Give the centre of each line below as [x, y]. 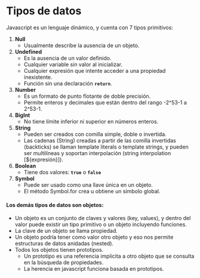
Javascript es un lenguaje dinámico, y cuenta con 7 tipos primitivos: [90, 27]
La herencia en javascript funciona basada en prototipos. [94, 269]
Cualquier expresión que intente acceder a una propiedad [95, 70]
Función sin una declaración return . [68, 83]
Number [25, 89]
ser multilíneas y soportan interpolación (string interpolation [97, 153]
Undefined [28, 51]
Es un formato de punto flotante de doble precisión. [87, 96]
